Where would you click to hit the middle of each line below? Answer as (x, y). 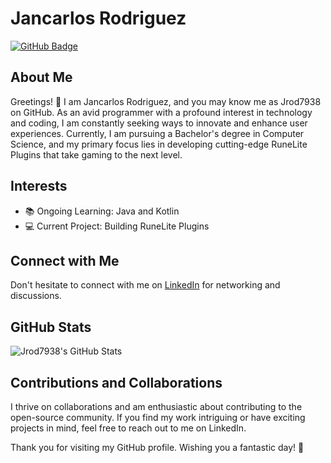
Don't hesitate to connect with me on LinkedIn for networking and (145, 285)
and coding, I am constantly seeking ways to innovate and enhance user (159, 123)
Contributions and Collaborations (116, 382)
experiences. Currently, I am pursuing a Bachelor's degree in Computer (157, 133)
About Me (41, 77)
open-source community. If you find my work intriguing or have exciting (158, 417)
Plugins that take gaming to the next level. (96, 154)
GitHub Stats (51, 327)
